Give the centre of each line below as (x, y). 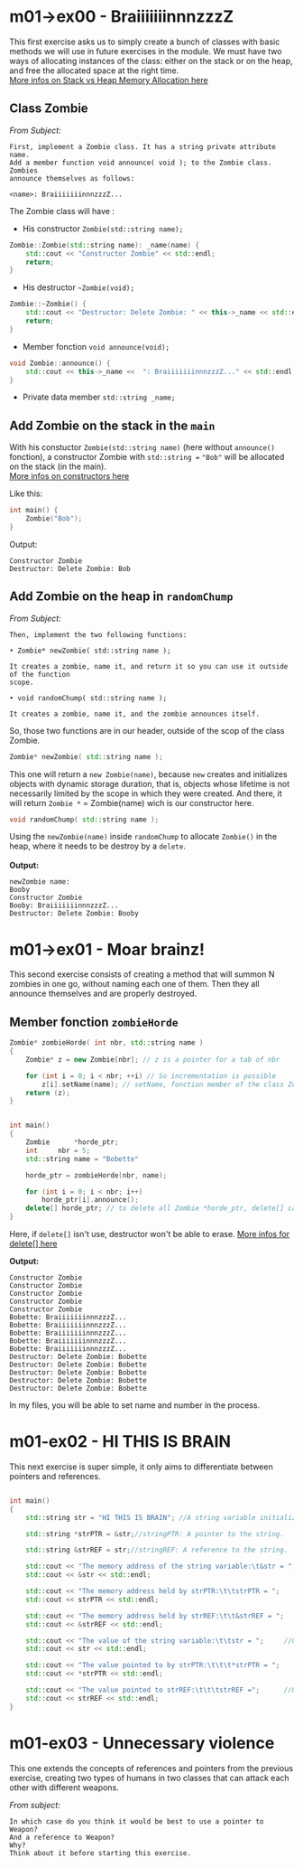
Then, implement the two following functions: (98, 634)
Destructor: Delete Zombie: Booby (74, 914)
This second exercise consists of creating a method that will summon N (142, 974)
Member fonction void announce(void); (96, 346)
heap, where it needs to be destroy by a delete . (98, 846)
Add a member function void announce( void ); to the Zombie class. (141, 163)
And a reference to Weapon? (62, 1837)
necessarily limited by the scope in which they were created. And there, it (146, 793)
